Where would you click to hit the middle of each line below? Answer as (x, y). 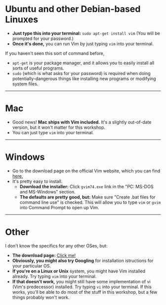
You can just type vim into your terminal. (53, 132)
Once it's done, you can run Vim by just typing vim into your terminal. (83, 43)
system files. (25, 84)
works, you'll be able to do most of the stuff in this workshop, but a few (85, 292)
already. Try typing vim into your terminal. (54, 276)
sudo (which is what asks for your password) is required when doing (81, 73)
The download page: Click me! (44, 255)
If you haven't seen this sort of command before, (55, 53)
